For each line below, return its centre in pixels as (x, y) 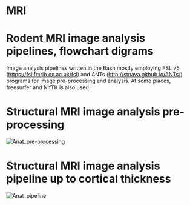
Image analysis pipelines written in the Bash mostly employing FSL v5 (93, 68)
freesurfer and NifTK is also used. (48, 87)
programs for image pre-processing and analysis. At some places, (89, 81)
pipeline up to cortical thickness (89, 179)
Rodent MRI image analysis (76, 39)
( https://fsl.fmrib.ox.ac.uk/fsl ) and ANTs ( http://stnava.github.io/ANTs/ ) (94, 75)
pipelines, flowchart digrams (80, 51)
